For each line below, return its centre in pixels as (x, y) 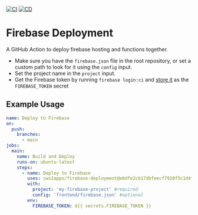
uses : (34, 178)
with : (34, 184)
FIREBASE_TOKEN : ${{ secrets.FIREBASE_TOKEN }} (92, 206)
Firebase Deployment (60, 33)
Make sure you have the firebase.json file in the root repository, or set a (103, 61)
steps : (25, 167)
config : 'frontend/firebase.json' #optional (88, 195)
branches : (29, 135)
